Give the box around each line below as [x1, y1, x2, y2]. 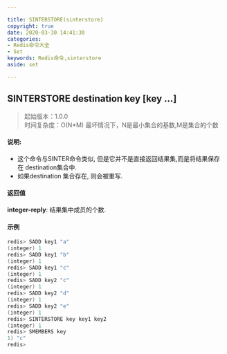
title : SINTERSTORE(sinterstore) [7, 16, 104, 23]
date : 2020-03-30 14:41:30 [7, 29, 85, 36]
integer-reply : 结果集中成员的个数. [7, 205, 106, 214]
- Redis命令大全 [7, 42, 50, 49]
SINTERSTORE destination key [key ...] [7, 93, 177, 104]
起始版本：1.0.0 [24, 112, 69, 120]
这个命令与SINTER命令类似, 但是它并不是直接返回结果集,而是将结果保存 [17, 154, 220, 162]
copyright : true [7, 22, 54, 30]
